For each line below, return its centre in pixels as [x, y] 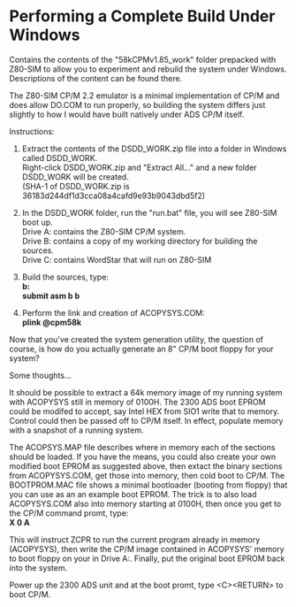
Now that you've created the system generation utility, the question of [136, 339]
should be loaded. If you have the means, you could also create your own [143, 457]
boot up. [37, 222]
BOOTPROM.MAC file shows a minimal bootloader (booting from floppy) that [148, 485]
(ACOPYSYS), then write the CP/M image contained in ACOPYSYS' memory [147, 549]
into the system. [38, 567]
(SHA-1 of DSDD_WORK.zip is [76, 186]
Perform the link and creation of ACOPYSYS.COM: [113, 312]
